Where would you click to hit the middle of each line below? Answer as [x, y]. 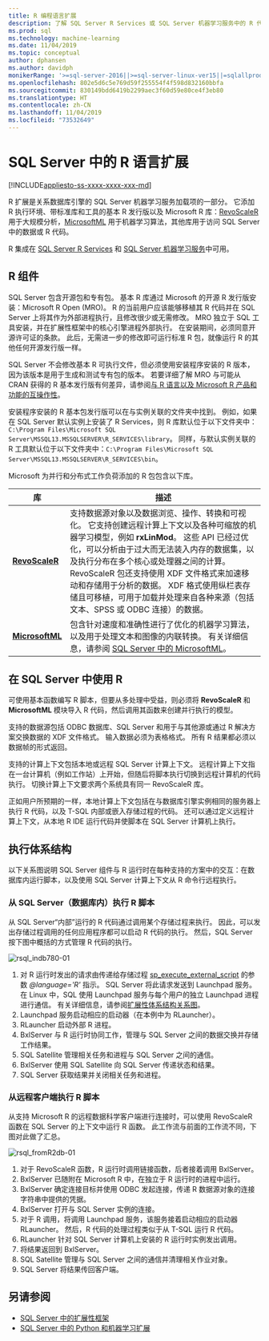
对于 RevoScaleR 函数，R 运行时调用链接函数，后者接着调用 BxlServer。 [139, 1169]
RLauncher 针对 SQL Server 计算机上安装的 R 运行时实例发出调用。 [130, 1239]
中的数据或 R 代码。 [41, 231]
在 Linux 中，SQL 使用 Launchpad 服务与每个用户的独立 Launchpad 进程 [139, 995]
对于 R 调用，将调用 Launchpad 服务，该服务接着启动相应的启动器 [129, 1219]
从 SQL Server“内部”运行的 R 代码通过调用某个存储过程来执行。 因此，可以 [131, 922]
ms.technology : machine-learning [64, 38]
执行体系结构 [40, 849]
